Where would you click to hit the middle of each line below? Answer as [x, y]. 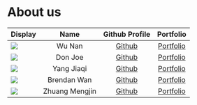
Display [23, 34]
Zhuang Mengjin [70, 91]
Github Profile [127, 34]
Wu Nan [70, 46]
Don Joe [70, 57]
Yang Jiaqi [70, 68]
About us [34, 12]
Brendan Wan [70, 79]
